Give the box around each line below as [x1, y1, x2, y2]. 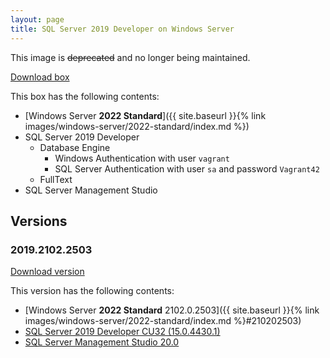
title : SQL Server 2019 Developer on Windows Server [10, 24, 235, 34]
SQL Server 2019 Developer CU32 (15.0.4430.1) [24, 326, 221, 338]
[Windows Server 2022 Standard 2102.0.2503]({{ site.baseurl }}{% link [24, 304, 320, 316]
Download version [10, 266, 85, 278]
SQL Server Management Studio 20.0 [24, 336, 180, 348]
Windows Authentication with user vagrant [54, 152, 230, 164]
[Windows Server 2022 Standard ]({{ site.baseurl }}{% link [24, 109, 267, 121]
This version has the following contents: [10, 285, 175, 297]
